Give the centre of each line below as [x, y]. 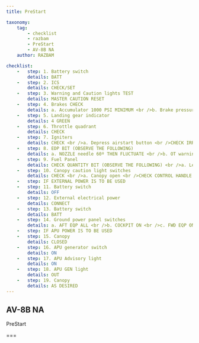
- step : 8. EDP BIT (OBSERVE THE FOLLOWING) [75, 148]
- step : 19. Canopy [43, 280]
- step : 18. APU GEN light [53, 270]
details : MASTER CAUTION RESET [66, 99]
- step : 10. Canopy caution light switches [74, 170]
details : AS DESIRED [53, 286]
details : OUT [44, 275]
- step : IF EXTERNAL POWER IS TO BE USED [71, 182]
